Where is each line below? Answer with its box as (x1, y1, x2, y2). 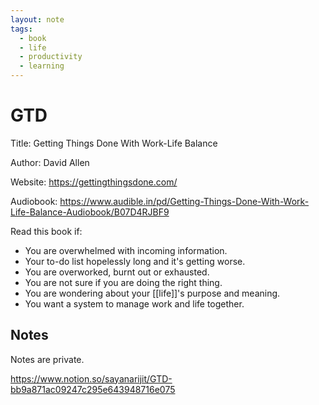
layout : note (10, 14, 65, 25)
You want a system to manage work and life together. (24, 297, 245, 310)
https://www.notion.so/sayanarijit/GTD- (10, 372, 173, 385)
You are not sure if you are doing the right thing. (24, 276, 223, 288)
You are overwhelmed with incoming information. (24, 244, 228, 256)
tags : (10, 24, 33, 34)
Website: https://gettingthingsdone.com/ (10, 176, 178, 188)
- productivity (19, 52, 83, 62)
